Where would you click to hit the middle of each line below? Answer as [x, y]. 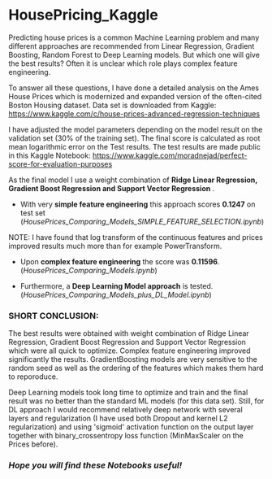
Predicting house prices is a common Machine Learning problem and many [134, 37]
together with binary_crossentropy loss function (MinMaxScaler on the [126, 436]
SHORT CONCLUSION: [54, 316]
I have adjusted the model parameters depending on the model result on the [136, 129]
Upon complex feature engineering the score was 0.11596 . [120, 261]
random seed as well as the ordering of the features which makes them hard [136, 368]
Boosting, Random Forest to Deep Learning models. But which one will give [134, 54]
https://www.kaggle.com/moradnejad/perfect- [170, 155]
